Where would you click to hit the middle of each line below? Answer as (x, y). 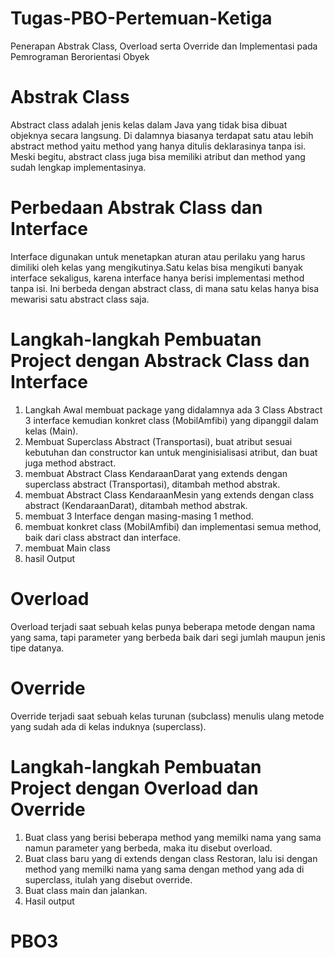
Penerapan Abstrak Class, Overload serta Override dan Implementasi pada (164, 46)
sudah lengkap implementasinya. (78, 167)
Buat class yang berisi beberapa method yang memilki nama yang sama (173, 837)
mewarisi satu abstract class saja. (80, 299)
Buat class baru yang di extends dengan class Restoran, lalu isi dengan (171, 858)
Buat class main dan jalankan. (86, 890)
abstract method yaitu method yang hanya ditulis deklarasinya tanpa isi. (158, 146)
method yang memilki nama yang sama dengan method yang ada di (164, 869)
